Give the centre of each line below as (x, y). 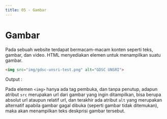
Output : (14, 79)
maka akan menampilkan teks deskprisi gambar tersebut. (65, 111)
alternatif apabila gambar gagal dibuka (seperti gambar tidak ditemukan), (82, 106)
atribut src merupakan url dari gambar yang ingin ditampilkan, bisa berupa (83, 94)
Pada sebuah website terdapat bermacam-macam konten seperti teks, (79, 50)
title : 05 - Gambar (26, 10)
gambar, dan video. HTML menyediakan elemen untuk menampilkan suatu (83, 55)
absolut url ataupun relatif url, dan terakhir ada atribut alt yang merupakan (83, 100)
